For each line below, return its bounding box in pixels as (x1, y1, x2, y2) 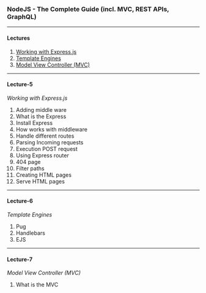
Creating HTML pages (15, 171, 72, 179)
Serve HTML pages (15, 177, 65, 185)
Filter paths (15, 165, 45, 172)
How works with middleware (15, 125, 88, 133)
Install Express (15, 119, 53, 127)
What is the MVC (15, 281, 59, 289)
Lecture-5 (7, 81, 33, 88)
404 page (15, 158, 41, 165)
